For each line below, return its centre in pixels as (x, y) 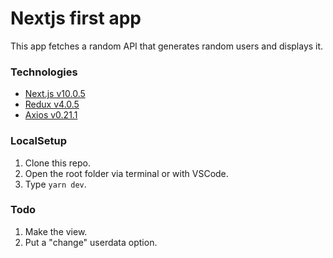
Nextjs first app (76, 18)
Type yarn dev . (55, 184)
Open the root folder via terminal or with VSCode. (126, 173)
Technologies (44, 72)
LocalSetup (38, 141)
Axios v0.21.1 (51, 115)
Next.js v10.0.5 (55, 94)
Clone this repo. (57, 163)
